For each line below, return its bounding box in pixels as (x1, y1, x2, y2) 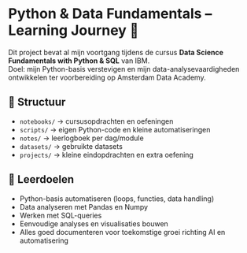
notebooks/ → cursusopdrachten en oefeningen (19, 116, 174, 126)
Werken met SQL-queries (19, 210, 102, 220)
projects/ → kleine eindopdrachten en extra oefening (19, 150, 194, 159)
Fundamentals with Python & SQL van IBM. (8, 56, 150, 65)
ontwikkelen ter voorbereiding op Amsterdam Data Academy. (8, 73, 206, 82)
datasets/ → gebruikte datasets (19, 141, 124, 151)
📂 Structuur (8, 95, 66, 109)
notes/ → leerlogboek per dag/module (19, 133, 144, 143)
